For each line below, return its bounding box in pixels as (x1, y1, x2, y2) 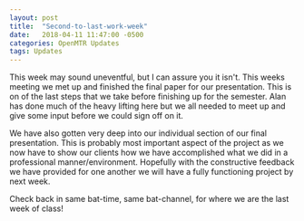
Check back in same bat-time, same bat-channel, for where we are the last (9, 194, 289, 205)
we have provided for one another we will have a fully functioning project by (9, 167, 294, 178)
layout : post (9, 13, 59, 23)
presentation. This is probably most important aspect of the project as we (9, 138, 284, 149)
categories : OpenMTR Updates (9, 38, 120, 48)
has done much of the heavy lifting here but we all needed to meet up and (9, 101, 286, 111)
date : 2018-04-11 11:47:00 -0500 (9, 30, 144, 39)
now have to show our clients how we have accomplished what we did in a (9, 147, 289, 159)
